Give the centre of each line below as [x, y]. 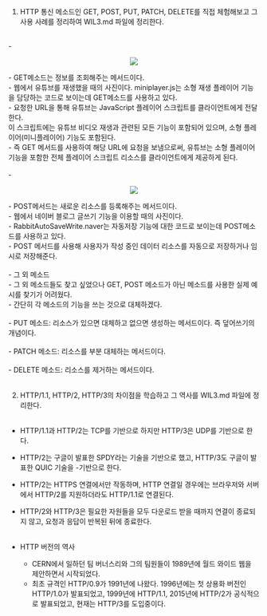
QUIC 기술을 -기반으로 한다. [78, 468]
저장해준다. [40, 256]
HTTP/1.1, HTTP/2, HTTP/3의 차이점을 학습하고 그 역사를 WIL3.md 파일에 [135, 395]
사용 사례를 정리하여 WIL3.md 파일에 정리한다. [92, 22]
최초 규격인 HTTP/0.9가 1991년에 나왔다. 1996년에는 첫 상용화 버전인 [139, 584]
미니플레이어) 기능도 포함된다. [70, 137]
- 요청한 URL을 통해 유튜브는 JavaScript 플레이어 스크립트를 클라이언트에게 [126, 107]
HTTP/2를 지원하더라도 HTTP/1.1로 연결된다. [104, 494]
